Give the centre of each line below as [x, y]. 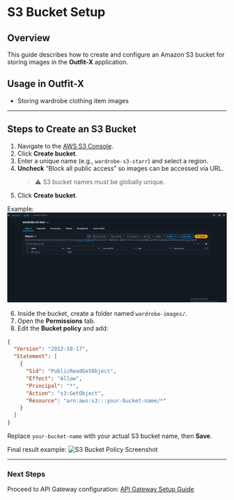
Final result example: [37, 450]
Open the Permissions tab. [56, 321]
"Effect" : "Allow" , [54, 378]
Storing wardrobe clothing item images [73, 100]
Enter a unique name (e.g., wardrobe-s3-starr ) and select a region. [113, 160]
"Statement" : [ [36, 356]
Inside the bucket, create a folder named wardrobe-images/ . [102, 313]
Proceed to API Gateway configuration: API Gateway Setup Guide [101, 490]
